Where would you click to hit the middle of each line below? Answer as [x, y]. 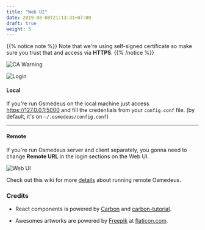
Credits [17, 195]
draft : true [21, 23]
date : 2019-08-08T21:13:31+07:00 [49, 18]
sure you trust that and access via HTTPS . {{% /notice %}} [80, 53]
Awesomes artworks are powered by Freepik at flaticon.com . [92, 220]
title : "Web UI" [27, 12]
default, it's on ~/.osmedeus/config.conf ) [57, 117]
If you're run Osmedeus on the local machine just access [78, 103]
